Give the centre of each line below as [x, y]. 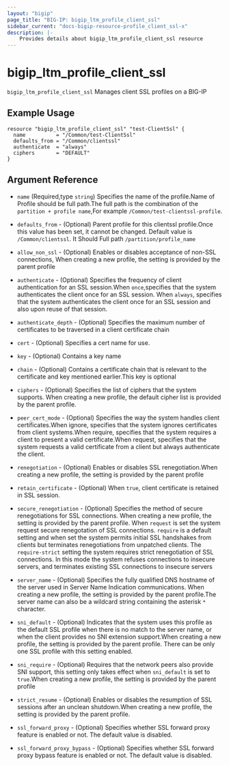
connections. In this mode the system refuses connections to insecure [116, 559]
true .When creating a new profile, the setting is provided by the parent [117, 679]
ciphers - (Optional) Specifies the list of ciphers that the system [107, 390]
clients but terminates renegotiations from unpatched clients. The [109, 544]
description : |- [30, 33]
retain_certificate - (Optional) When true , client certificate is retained [118, 487]
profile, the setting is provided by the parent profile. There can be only [116, 643]
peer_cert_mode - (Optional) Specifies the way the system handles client [118, 418]
